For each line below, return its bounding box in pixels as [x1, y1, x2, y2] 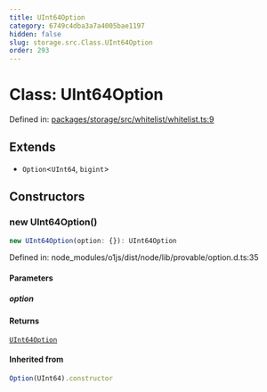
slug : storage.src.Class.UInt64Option [9, 37, 153, 47]
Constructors [9, 189, 85, 205]
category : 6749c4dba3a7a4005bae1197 [9, 21, 145, 30]
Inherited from [9, 354, 64, 365]
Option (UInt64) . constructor [9, 373, 114, 383]
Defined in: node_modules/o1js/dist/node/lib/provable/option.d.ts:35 [9, 252, 260, 263]
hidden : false [9, 29, 62, 38]
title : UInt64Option [9, 12, 86, 22]
